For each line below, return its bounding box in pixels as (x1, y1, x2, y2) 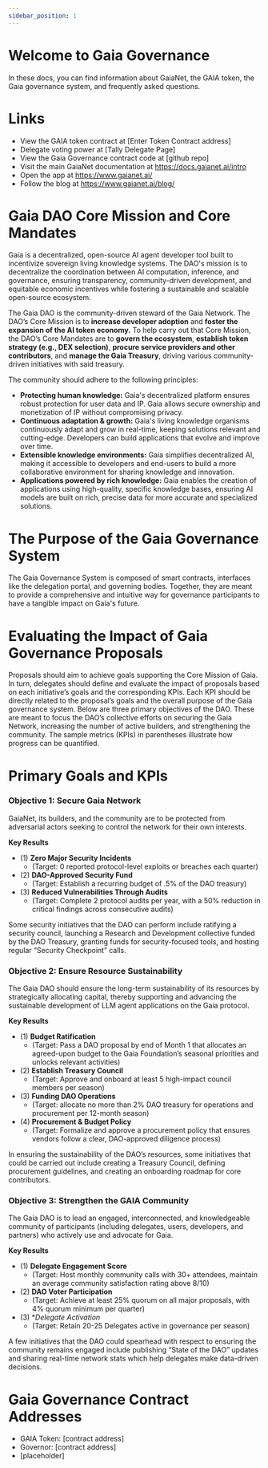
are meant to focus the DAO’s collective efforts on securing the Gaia (8, 713, 232, 723)
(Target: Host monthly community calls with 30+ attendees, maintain (31, 1270, 258, 1279)
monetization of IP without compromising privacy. (19, 408, 184, 417)
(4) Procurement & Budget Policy (19, 1117, 132, 1127)
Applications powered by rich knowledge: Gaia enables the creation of (19, 476, 258, 485)
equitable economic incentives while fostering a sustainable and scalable (8, 284, 250, 294)
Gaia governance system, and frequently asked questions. (8, 81, 201, 91)
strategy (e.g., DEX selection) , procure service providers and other (8, 343, 236, 352)
